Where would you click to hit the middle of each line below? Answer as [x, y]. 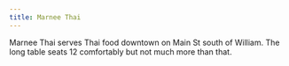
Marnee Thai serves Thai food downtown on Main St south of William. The [144, 42]
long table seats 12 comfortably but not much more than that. [121, 51]
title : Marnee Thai [45, 17]
